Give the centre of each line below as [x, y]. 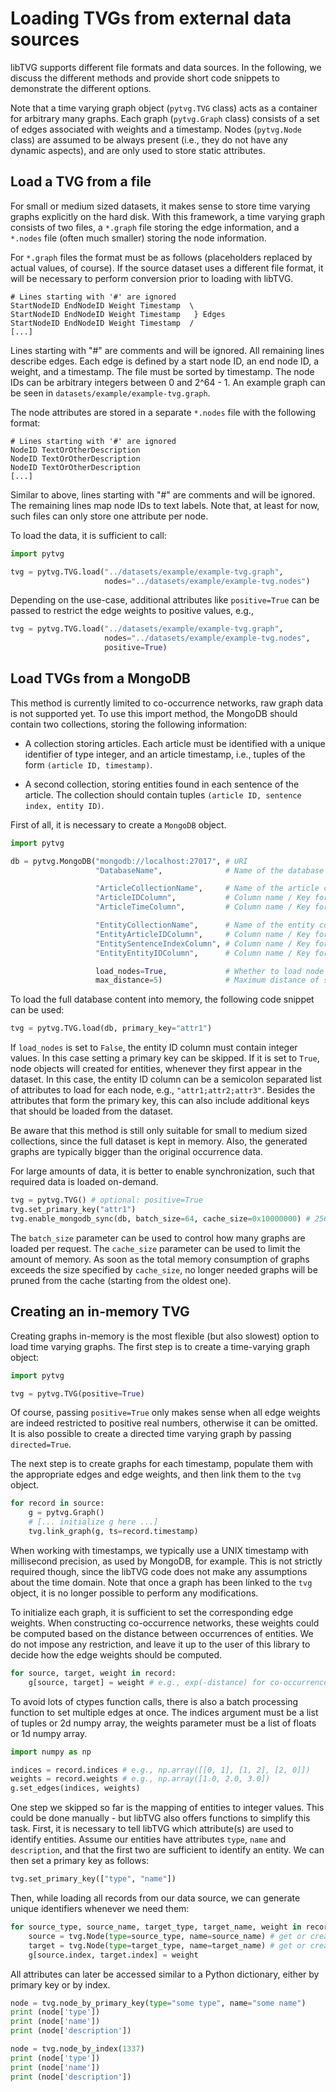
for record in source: [57, 1503]
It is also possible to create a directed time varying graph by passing [151, 1434]
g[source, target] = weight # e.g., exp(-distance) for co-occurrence [178, 1682]
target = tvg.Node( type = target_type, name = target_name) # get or [167, 1945]
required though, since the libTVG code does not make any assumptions [159, 1571]
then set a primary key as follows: [80, 1861]
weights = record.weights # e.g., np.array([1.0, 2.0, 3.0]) [140, 1779]
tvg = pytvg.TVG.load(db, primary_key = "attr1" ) [111, 1028]
